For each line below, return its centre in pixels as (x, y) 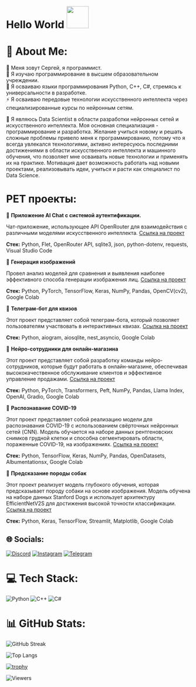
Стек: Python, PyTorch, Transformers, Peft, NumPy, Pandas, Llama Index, (95, 390)
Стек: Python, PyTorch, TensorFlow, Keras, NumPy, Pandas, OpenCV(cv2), (97, 291)
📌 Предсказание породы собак (46, 473)
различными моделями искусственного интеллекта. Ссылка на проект (95, 233)
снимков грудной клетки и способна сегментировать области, (85, 438)
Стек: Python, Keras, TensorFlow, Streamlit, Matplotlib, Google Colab (90, 521)
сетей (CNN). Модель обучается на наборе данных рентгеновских (89, 432)
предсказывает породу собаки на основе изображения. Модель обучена (98, 491)
